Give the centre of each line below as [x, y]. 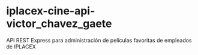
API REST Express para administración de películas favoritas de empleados [99, 40]
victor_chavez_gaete [59, 24]
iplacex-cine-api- [51, 11]
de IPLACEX [21, 47]
